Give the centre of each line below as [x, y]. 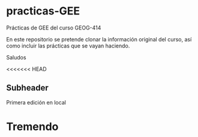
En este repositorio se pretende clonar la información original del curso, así [99, 39]
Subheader [28, 88]
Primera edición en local [36, 102]
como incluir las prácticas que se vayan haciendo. [68, 46]
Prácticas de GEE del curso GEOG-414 [54, 28]
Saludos [16, 57]
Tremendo [32, 126]
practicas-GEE [43, 11]
